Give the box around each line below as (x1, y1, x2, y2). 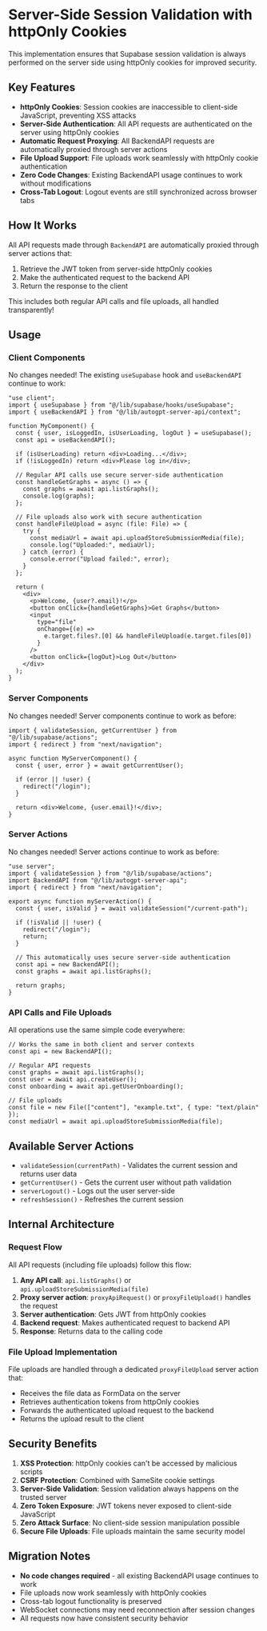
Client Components (8, 352, 86, 363)
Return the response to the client (19, 281, 129, 290)
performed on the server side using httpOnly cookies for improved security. (8, 58, 257, 67)
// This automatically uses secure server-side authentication (15, 953, 230, 961)
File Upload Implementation (8, 1346, 118, 1357)
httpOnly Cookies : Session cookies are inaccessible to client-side (19, 102, 238, 111)
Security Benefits (8, 1437, 98, 1451)
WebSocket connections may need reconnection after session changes (19, 1605, 256, 1614)
